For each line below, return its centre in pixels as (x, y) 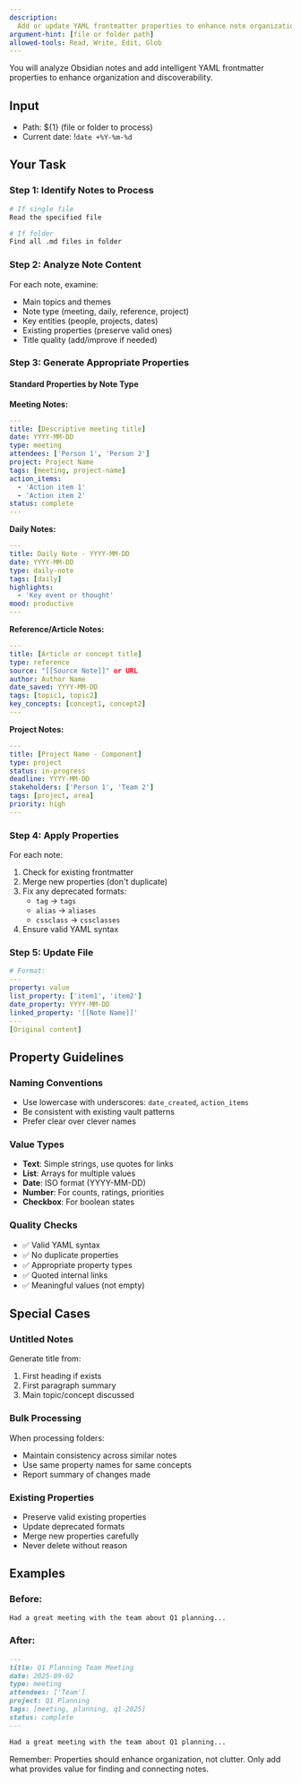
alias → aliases (66, 911)
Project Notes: (37, 729)
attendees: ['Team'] (48, 1693)
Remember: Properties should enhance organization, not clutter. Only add (145, 1759)
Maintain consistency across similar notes (99, 1455)
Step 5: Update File (52, 953)
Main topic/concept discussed (78, 1395)
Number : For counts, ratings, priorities (93, 1193)
